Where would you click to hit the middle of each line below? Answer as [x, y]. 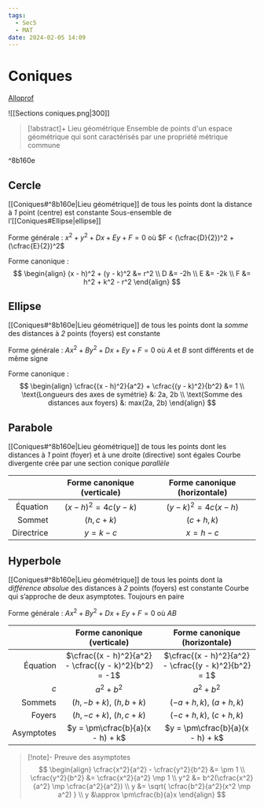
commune [44, 146]
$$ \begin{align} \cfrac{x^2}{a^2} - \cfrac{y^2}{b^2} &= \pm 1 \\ [142, 770]
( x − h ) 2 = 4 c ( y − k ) [101, 507]
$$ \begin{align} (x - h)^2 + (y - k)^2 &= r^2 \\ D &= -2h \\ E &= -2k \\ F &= [132, 273]
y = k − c [101, 533]
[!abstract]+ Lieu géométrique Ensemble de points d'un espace [130, 129]
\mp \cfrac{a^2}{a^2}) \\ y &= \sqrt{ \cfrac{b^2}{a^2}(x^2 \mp [152, 787]
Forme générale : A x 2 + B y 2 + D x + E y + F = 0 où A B [92, 612]
